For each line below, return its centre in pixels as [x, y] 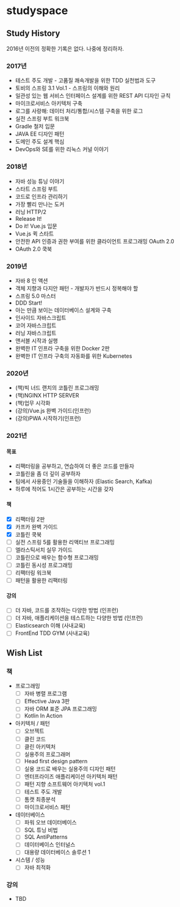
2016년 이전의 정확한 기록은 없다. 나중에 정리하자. [65, 49]
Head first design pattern [56, 761]
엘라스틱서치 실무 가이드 [44, 550]
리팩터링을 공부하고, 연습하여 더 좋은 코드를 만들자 [74, 466]
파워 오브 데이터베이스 [51, 823]
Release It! [28, 218]
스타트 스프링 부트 [36, 189]
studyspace [37, 11]
